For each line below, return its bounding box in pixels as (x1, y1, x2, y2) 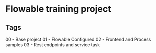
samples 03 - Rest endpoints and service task (5, 42, 100, 48)
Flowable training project (5, 3, 111, 15)
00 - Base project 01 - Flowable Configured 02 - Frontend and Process (5, 36, 151, 42)
